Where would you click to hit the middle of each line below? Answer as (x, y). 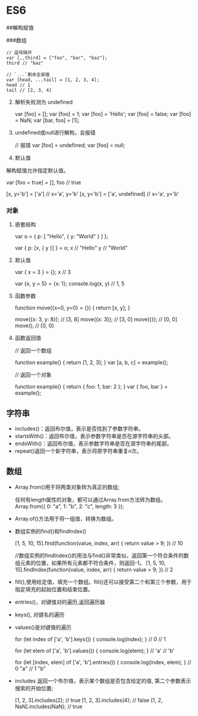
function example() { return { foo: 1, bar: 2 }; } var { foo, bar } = (91, 387)
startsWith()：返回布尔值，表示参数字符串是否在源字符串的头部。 (94, 436)
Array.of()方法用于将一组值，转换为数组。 (66, 518)
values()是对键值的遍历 (43, 627)
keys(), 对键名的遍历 (40, 614)
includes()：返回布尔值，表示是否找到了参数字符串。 (79, 429)
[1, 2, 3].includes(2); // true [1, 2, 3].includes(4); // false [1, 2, (89, 700)
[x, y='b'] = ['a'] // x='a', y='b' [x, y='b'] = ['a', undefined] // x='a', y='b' (93, 193)
